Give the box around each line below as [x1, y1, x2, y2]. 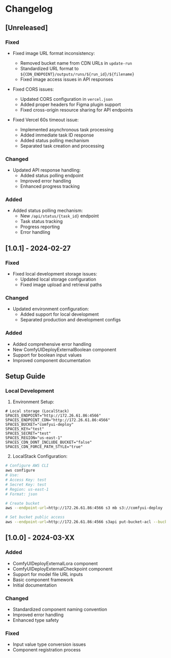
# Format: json [5, 491, 38, 497]
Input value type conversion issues [12, 641, 86, 647]
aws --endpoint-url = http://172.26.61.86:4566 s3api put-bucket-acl [5, 519, 152, 525]
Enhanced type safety [12, 617, 59, 623]
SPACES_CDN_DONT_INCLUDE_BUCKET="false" [5, 440, 93, 445]
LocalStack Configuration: [12, 453, 68, 459]
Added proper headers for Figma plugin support [20, 101, 121, 107]
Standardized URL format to [20, 65, 79, 71]
